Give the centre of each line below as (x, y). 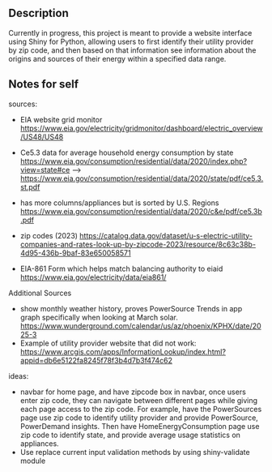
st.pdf (30, 187)
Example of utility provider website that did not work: (108, 343)
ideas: (19, 375)
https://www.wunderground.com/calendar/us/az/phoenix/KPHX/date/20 (140, 326)
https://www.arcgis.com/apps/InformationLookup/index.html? (123, 351)
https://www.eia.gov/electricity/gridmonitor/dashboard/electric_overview (141, 128)
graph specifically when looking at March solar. (99, 317)
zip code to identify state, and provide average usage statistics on (130, 435)
